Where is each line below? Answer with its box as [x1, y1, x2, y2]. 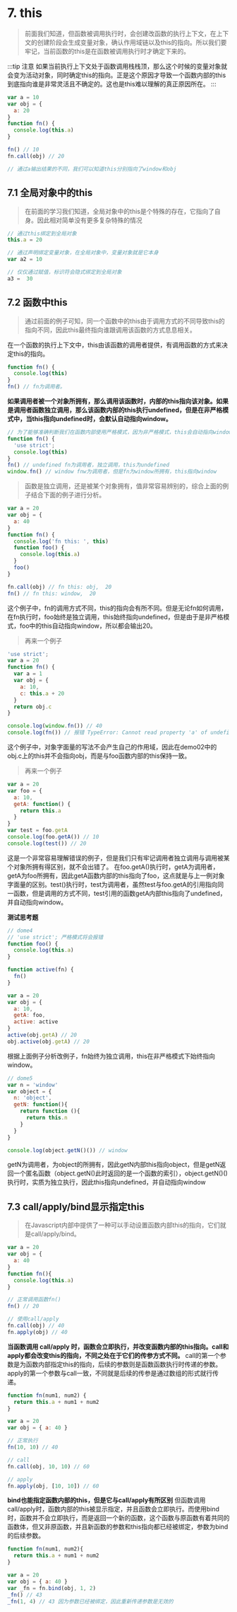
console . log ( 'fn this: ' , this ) [13, 538, 109, 545]
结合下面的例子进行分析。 [30, 490, 106, 500]
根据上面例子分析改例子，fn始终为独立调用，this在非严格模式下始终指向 [7, 1052, 216, 1060]
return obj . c [13, 703, 52, 710]
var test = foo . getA [7, 827, 68, 834]
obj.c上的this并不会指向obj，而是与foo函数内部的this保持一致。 [7, 752, 191, 760]
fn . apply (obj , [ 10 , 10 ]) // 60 [7, 1483, 99, 1490]
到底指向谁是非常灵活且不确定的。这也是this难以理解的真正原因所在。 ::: [7, 79, 217, 88]
